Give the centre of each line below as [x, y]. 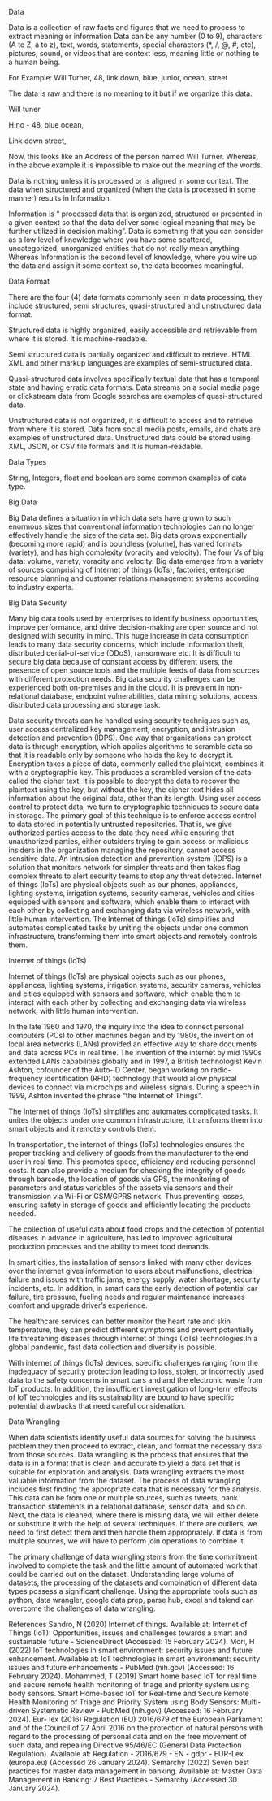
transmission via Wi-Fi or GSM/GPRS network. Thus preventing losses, [127, 1196]
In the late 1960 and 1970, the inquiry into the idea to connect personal [126, 1026]
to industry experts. [41, 587]
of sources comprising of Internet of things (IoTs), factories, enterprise [127, 569]
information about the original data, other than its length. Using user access [135, 798]
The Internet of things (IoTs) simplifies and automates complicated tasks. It [133, 1111]
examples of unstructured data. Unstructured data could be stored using [130, 437]
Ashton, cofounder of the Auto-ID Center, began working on [109, 1070]
